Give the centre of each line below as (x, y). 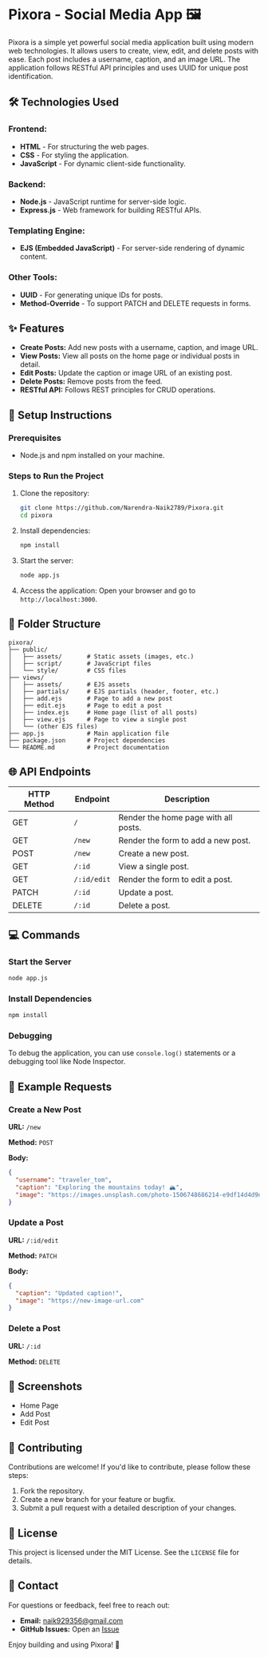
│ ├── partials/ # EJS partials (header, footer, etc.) (114, 691)
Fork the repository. (52, 1491)
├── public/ (28, 650)
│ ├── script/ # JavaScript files (80, 663)
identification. (31, 76)
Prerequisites (35, 438)
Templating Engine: (47, 230)
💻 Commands (44, 935)
